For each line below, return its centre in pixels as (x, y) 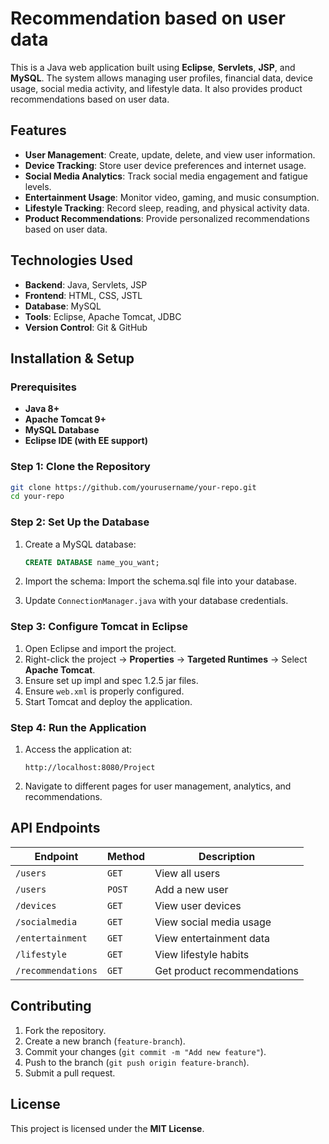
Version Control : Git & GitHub (86, 327)
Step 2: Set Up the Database (80, 522)
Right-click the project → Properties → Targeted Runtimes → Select (166, 659)
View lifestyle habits (202, 954)
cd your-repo (37, 497)
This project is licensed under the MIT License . (107, 1128)
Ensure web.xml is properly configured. (104, 691)
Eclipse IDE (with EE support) (86, 441)
